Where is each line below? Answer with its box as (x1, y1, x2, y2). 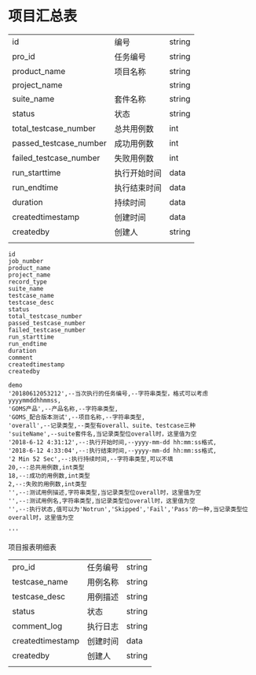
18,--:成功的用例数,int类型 (8, 472, 90, 480)
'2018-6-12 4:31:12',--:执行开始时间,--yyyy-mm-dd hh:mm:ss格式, (8, 438, 218, 446)
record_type (8, 277, 47, 286)
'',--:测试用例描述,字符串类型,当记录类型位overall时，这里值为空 (8, 488, 202, 496)
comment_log (12, 620, 63, 631)
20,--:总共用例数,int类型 (8, 463, 85, 471)
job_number (8, 257, 44, 265)
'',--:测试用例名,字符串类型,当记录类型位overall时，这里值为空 (8, 497, 196, 505)
